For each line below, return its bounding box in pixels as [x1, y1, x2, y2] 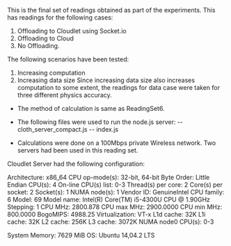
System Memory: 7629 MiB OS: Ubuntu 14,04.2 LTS [7, 231, 155, 239]
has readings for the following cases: [7, 13, 113, 22]
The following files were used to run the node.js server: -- [17, 118, 183, 126]
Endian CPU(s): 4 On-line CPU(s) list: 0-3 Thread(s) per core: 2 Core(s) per [7, 180, 223, 189]
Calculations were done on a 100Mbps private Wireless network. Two [17, 139, 216, 147]
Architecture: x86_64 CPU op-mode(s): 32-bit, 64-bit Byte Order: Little [7, 174, 210, 181]
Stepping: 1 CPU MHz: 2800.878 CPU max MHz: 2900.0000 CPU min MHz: [7, 203, 223, 211]
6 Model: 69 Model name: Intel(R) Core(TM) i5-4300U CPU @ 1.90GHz [7, 195, 211, 203]
